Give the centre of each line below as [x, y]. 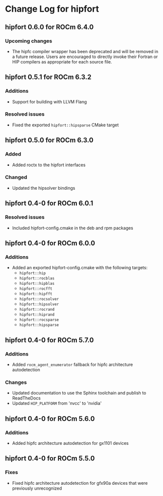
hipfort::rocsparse [39, 320]
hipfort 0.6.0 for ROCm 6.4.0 [49, 27]
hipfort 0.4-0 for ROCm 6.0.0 [50, 243]
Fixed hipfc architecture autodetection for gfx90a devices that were [80, 483]
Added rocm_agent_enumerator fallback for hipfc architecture [72, 364]
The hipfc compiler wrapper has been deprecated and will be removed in [85, 51]
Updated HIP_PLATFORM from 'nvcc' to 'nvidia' [57, 403]
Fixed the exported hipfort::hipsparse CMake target [65, 125]
